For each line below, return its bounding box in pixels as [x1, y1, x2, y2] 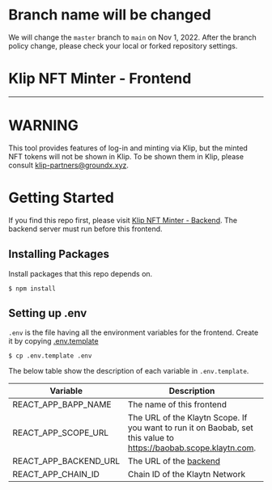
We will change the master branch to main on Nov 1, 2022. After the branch [8, 32, 257, 42]
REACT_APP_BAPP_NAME [12, 399, 112, 410]
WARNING [8, 116, 79, 135]
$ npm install [8, 285, 57, 293]
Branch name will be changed [8, 6, 212, 24]
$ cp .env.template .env [8, 352, 92, 361]
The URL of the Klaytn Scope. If [128, 412, 248, 424]
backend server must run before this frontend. [8, 224, 164, 234]
